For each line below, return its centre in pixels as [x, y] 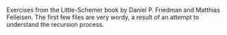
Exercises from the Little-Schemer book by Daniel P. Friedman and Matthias [113, 10]
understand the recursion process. [55, 24]
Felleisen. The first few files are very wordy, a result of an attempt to [103, 17]
